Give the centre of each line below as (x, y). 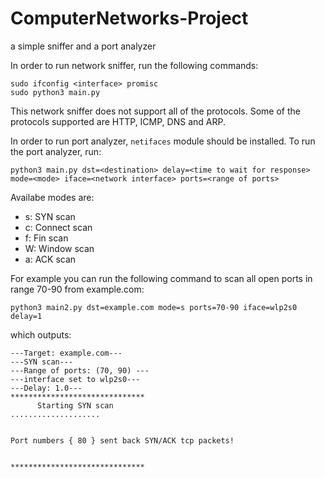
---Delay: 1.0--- (46, 388)
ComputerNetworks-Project (129, 18)
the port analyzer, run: (56, 151)
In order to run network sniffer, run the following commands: (134, 65)
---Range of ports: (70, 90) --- (80, 370)
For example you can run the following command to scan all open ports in (161, 278)
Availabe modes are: (52, 197)
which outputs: (41, 334)
